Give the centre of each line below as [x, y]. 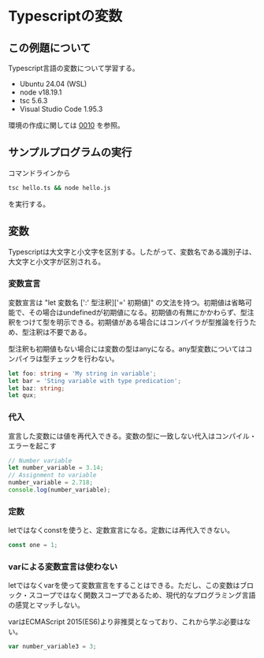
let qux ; [22, 396]
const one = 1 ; [33, 545]
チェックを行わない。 [84, 359]
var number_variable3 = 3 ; [52, 647]
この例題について [50, 48]
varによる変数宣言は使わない [63, 567]
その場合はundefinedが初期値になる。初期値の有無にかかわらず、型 [138, 312]
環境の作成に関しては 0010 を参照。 [66, 125]
